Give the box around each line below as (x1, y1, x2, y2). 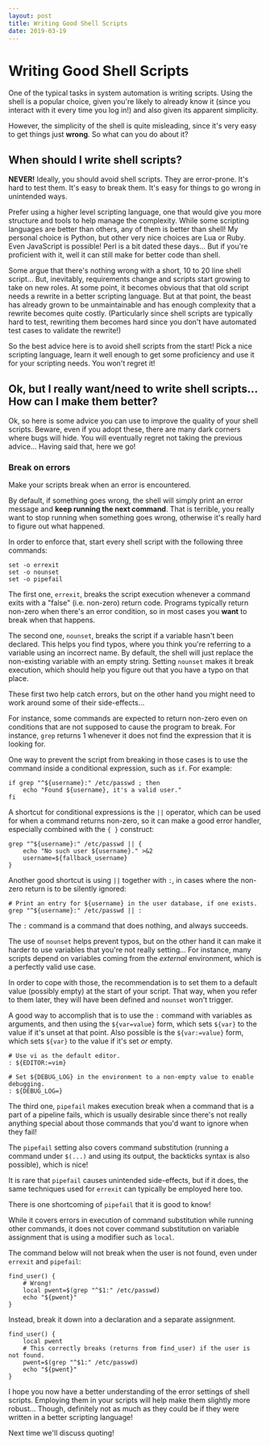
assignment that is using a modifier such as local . (8, 1232, 175, 1243)
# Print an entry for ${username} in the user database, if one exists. (8, 900, 258, 908)
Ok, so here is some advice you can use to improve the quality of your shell (8, 416, 259, 425)
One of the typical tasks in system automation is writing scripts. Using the (8, 88, 253, 98)
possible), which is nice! (8, 1160, 89, 1170)
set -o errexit (8, 562, 60, 570)
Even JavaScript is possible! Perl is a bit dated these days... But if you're (8, 241, 248, 251)
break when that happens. (8, 615, 95, 625)
